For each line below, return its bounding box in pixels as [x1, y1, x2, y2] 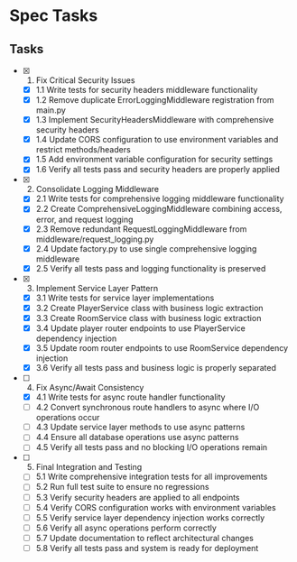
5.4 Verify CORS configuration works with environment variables [35, 502, 277, 512]
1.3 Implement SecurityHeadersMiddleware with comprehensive [35, 115, 274, 125]
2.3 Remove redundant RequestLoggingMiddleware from [35, 223, 247, 235]
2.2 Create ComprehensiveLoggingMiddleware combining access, [35, 204, 283, 215]
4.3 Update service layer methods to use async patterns [35, 421, 246, 433]
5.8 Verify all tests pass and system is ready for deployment [35, 542, 259, 553]
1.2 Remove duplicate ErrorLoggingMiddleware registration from [35, 95, 274, 106]
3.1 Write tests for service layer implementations [35, 292, 215, 303]
